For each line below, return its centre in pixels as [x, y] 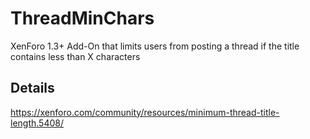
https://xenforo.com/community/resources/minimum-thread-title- [145, 112]
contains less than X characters [75, 56]
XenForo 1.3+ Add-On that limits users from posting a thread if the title [155, 46]
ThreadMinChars [82, 18]
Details [32, 88]
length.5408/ [37, 123]
